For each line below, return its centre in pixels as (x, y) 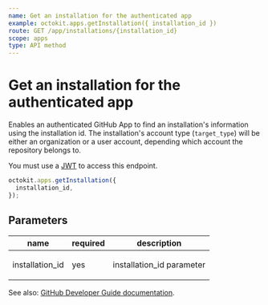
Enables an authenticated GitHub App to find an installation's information (128, 124)
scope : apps (28, 38)
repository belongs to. (45, 150)
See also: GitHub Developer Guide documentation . (91, 292)
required (89, 243)
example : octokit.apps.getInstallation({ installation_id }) (113, 23)
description (159, 243)
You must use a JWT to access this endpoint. (83, 166)
